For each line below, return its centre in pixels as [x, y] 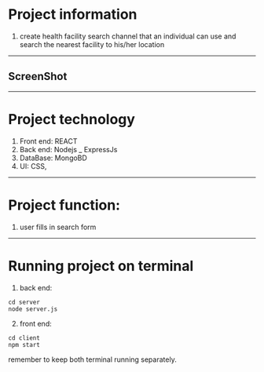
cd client [24, 338]
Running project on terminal [101, 266]
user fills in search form [58, 227]
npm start [24, 345]
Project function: [64, 205]
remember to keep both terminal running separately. [92, 359]
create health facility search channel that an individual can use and [128, 36]
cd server [24, 302]
